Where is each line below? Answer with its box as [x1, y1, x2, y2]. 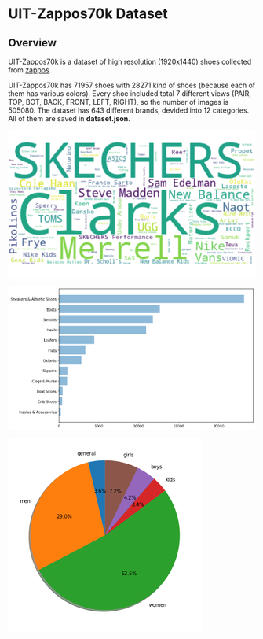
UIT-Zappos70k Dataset [8, 5, 169, 23]
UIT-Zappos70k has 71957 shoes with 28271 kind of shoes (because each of [8, 80, 256, 90]
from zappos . [8, 65, 52, 75]
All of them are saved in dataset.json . [8, 114, 131, 123]
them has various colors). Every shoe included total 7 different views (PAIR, [8, 89, 251, 98]
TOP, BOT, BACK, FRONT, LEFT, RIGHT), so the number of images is [8, 98, 229, 106]
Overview [8, 36, 57, 50]
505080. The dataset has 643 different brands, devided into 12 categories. [8, 105, 250, 115]
